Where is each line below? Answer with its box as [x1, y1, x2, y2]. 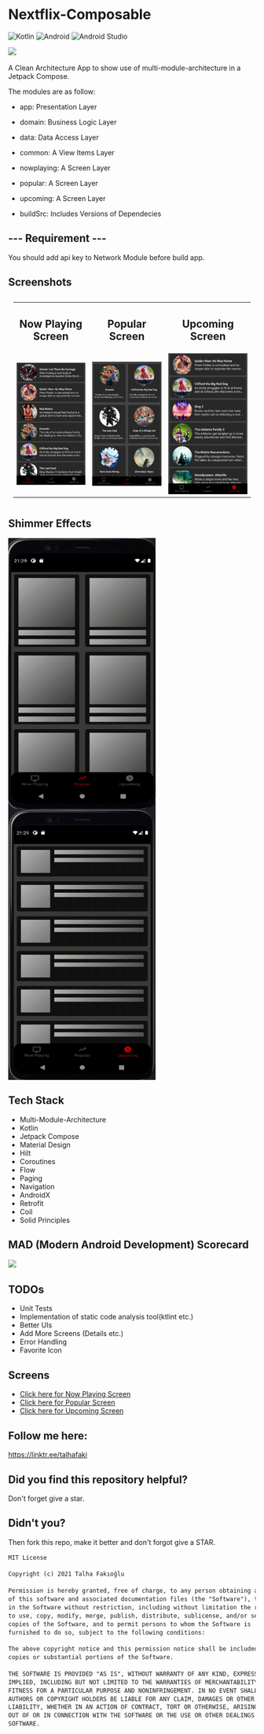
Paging [19, 1173, 43, 1183]
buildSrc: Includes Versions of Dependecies [19, 209, 162, 218]
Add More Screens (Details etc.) [19, 1329, 124, 1338]
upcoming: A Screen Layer [19, 193, 106, 203]
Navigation [19, 1181, 55, 1191]
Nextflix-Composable [8, 6, 152, 24]
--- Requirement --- [8, 232, 107, 245]
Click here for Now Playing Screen [19, 1390, 131, 1399]
